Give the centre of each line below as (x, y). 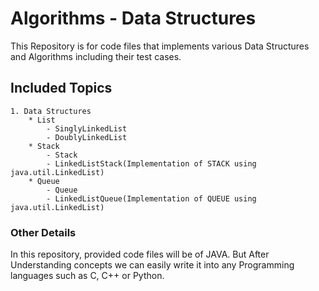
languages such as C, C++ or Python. (87, 276)
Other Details (43, 232)
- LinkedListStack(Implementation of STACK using (151, 163)
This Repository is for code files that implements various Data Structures (160, 46)
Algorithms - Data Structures (133, 18)
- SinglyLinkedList (87, 128)
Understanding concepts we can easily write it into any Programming (152, 265)
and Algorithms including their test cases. (96, 56)
